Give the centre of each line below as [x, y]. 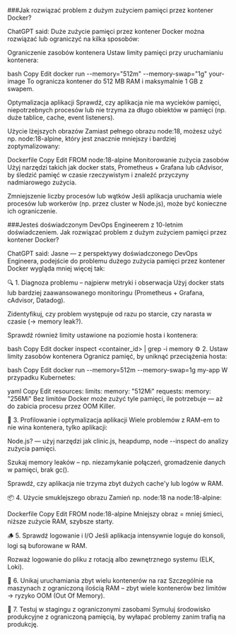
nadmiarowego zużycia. [42, 182]
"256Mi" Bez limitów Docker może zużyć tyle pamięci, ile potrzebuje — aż [115, 399]
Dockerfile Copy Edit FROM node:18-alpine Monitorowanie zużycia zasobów [118, 160]
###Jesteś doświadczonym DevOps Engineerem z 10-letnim [95, 225]
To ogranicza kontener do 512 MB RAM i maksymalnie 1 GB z [115, 81]
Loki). [16, 567]
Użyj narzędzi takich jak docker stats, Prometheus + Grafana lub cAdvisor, [116, 167]
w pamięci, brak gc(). [38, 470]
